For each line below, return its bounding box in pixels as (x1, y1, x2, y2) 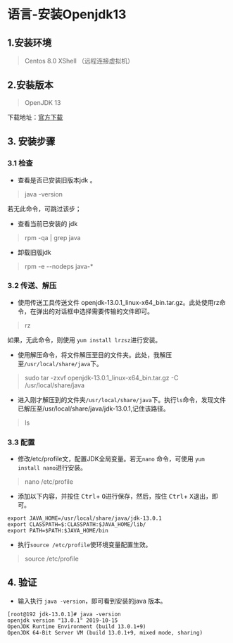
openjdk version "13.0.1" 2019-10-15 (7, 617, 118, 624)
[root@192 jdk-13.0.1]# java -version (7, 611, 121, 618)
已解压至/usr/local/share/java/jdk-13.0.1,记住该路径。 (17, 404, 170, 413)
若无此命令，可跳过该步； (7, 204, 82, 213)
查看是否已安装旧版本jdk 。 (17, 175, 96, 184)
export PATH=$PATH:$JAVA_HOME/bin (7, 527, 109, 535)
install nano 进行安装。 (17, 463, 87, 472)
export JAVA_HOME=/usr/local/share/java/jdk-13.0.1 (7, 515, 162, 522)
